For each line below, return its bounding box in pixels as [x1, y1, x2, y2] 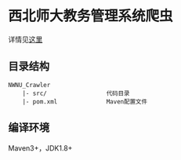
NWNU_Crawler [8, 81, 51, 89]
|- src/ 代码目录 [22, 89, 131, 97]
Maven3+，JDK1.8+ [8, 143, 73, 153]
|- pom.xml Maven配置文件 [22, 97, 147, 106]
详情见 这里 [8, 35, 43, 44]
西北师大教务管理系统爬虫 [8, 7, 174, 25]
